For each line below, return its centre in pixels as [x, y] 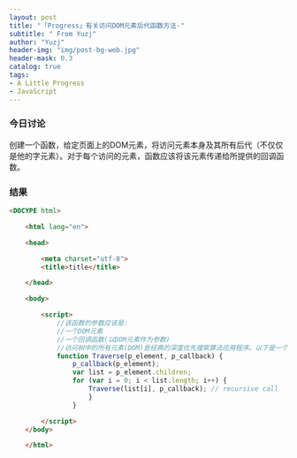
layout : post [33, 17]
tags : [19, 75]
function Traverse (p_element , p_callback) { [140, 356]
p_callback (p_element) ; [116, 364]
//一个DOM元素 [80, 331]
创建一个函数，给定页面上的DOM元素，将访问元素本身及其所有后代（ [135, 145]
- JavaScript [33, 91]
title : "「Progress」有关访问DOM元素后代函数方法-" [97, 26]
